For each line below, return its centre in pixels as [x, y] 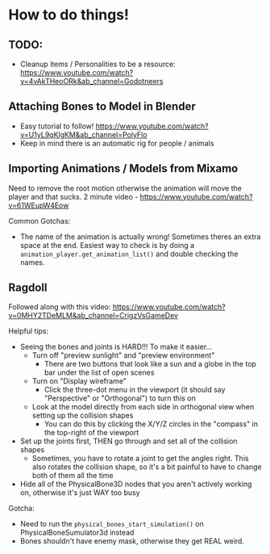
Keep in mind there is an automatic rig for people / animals [117, 143]
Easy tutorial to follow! [57, 126]
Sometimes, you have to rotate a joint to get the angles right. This [140, 459]
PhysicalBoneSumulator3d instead [77, 533]
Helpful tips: [29, 331]
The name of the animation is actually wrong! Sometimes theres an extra [140, 237]
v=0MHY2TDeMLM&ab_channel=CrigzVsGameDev [93, 316]
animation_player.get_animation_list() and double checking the [129, 254]
